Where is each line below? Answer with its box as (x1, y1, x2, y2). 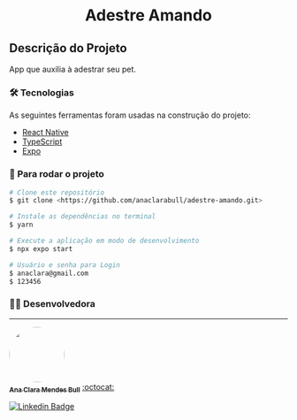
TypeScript (21, 136, 63, 147)
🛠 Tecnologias (9, 86, 75, 98)
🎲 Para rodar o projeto (9, 168, 104, 180)
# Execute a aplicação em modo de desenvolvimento (9, 236, 200, 246)
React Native (21, 127, 69, 138)
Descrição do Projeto (9, 41, 127, 56)
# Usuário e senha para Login (9, 260, 121, 270)
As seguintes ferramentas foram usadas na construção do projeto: (9, 110, 251, 120)
